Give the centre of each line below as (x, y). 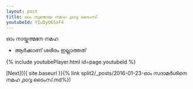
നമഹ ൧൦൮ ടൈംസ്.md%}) (39, 80)
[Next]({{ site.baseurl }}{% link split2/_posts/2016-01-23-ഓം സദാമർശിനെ (96, 73)
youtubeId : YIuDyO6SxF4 (35, 22)
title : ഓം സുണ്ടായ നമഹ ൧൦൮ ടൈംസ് (52, 17)
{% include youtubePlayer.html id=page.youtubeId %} (71, 62)
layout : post (22, 11)
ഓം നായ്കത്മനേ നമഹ (32, 39)
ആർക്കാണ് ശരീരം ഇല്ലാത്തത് (50, 51)
